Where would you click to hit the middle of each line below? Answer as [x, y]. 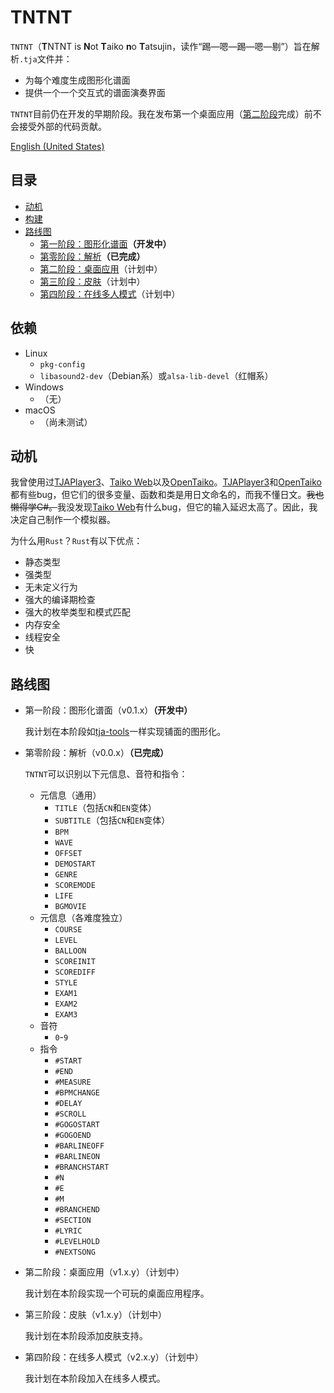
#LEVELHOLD [77, 1242]
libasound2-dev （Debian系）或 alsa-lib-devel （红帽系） [156, 375]
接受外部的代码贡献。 [62, 126]
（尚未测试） [66, 422]
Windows [44, 387]
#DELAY [68, 1104]
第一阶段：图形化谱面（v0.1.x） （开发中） [108, 710]
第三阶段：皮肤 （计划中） [92, 281]
